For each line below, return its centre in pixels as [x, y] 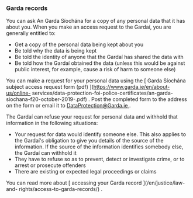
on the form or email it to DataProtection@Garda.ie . [68, 106]
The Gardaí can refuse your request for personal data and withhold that [92, 117]
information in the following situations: [52, 123]
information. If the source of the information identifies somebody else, [99, 147]
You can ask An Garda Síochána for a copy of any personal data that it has [96, 21]
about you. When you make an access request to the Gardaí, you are [89, 27]
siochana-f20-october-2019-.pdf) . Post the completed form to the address [96, 99]
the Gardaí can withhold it [46, 153]
